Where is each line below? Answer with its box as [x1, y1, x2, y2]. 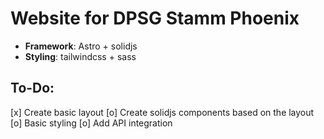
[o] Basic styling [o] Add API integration [10, 117, 173, 129]
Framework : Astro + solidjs [24, 40, 138, 52]
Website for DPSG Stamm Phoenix [10, 7, 300, 30]
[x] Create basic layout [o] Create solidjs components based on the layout [10, 106, 315, 118]
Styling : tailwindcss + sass [24, 50, 137, 62]
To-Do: [10, 80, 55, 97]
